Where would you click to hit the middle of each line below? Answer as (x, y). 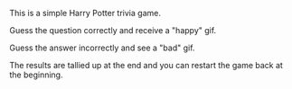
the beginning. (36, 75)
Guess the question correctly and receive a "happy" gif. (113, 30)
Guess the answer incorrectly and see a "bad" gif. (102, 48)
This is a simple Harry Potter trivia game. (85, 13)
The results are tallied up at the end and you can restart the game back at (146, 65)
